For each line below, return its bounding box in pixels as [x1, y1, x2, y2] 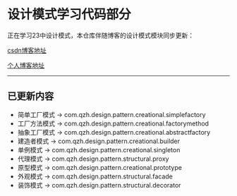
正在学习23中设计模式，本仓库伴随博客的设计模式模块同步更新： [7, 31, 195, 39]
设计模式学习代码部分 [7, 6, 132, 23]
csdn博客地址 [7, 46, 47, 54]
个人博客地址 [7, 61, 44, 69]
